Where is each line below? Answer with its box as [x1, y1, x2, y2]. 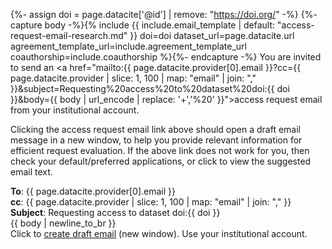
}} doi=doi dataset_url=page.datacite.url [129, 30, 295, 41]
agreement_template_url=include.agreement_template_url [10, 40, 247, 52]
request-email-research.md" [10, 30, 128, 41]
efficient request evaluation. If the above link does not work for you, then [10, 145, 310, 156]
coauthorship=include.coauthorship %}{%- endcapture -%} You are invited [10, 51, 322, 63]
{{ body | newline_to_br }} [10, 217, 117, 229]
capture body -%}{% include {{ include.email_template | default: [10, 19, 276, 31]
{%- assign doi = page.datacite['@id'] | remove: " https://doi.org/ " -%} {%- [10, 9, 318, 20]
